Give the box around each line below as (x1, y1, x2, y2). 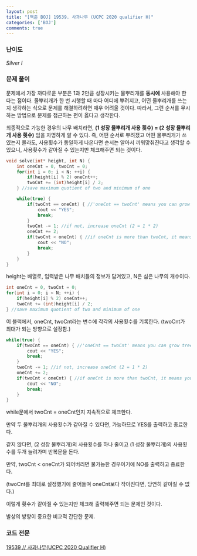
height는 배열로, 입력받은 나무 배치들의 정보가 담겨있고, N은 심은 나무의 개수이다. (6, 273, 191, 280)
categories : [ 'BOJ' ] (6, 19, 57, 25)
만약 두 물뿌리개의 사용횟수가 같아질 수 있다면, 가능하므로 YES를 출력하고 (6, 421, 172, 428)
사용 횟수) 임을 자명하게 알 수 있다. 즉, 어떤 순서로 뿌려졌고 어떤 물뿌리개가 (12, 131, 181, 138)
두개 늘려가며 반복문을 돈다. (16, 448, 80, 455)
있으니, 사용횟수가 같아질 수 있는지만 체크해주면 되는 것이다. (6, 146, 142, 153)
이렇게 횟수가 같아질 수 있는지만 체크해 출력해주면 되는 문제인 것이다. (6, 501, 162, 508)
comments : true (6, 25, 43, 31)
